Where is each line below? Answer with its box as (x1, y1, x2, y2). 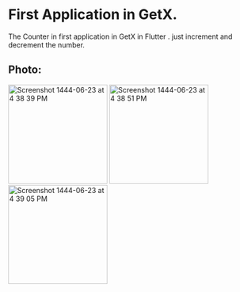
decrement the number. (8, 40, 86, 49)
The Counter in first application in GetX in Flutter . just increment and (8, 32, 233, 41)
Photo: (8, 63, 42, 77)
